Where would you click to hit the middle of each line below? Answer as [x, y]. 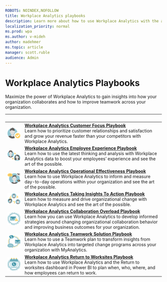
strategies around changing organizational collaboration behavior [91, 222]
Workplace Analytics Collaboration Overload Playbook [83, 211]
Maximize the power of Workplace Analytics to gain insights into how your [81, 96]
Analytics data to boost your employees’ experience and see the [90, 159]
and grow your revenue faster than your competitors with [83, 136]
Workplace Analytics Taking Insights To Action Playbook [85, 193]
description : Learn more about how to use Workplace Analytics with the [82, 21]
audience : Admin [22, 58]
